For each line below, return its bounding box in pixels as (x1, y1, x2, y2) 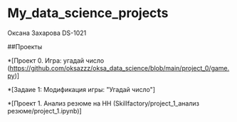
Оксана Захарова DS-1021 (7, 29, 87, 37)
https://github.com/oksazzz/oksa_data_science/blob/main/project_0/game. (9, 63, 230, 72)
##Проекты (7, 42, 43, 51)
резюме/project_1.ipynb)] (7, 106, 82, 115)
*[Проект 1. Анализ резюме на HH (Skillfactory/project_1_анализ (7, 98, 199, 108)
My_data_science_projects (7, 5, 169, 21)
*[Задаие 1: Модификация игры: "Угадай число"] (7, 85, 155, 93)
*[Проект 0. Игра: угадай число (7, 56, 105, 65)
